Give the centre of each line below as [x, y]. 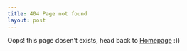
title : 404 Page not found [47, 14]
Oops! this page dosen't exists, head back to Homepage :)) [94, 40]
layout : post [27, 20]
